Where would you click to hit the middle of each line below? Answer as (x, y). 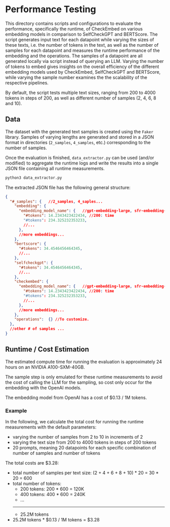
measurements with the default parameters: (51, 427)
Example (16, 411)
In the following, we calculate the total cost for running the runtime (75, 421)
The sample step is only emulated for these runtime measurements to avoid (84, 377)
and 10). (14, 103)
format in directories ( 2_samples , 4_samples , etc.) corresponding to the (78, 142)
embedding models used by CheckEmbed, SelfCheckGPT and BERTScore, (83, 72)
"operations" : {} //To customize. (52, 319)
